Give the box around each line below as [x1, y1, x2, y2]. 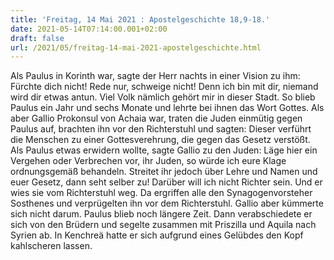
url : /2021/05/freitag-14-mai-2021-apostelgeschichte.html [10, 42, 262, 53]
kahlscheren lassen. [10, 240, 93, 252]
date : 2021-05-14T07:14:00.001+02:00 [10, 24, 168, 34]
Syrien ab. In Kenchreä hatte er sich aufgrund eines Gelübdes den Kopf [10, 229, 304, 241]
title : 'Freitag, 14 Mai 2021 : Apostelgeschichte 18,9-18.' [10, 14, 271, 25]
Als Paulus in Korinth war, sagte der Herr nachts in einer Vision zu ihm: [10, 70, 301, 82]
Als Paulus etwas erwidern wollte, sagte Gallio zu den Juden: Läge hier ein [10, 144, 318, 156]
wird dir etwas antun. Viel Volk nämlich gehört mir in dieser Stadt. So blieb [10, 91, 316, 103]
